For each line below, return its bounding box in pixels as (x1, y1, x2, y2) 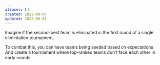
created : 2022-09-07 (5, 12, 47, 17)
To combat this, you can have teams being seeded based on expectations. (5, 44, 155, 50)
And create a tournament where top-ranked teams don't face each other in (5, 49, 155, 55)
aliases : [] (5, 7, 29, 12)
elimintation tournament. (5, 35, 55, 41)
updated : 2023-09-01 (5, 16, 47, 21)
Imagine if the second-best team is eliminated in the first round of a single (5, 30, 154, 36)
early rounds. (5, 55, 32, 61)
